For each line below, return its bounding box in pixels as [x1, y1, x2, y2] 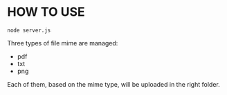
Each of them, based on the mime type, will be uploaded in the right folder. [7, 80, 220, 88]
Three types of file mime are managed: [7, 39, 118, 47]
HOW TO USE [7, 4, 85, 20]
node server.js [7, 27, 51, 34]
